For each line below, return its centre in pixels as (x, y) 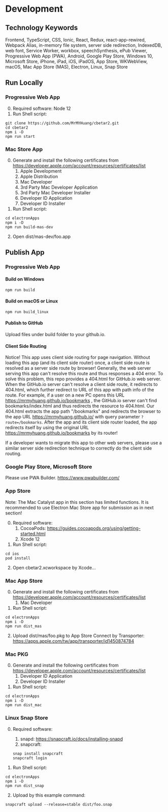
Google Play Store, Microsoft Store (49, 467)
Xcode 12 (30, 539)
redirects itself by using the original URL (47, 428)
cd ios (12, 554)
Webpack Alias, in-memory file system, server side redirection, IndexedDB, (84, 45)
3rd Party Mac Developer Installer (55, 192)
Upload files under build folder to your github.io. (55, 334)
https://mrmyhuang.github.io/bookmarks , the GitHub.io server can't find (81, 401)
